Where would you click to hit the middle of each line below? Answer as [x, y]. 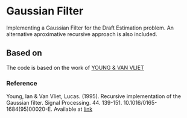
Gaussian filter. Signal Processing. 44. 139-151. [64, 103]
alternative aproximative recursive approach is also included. [82, 34]
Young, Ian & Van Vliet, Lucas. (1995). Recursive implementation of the [94, 96]
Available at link [73, 109]
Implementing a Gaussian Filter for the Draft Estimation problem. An [90, 28]
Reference [22, 83]
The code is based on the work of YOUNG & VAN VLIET [75, 67]
